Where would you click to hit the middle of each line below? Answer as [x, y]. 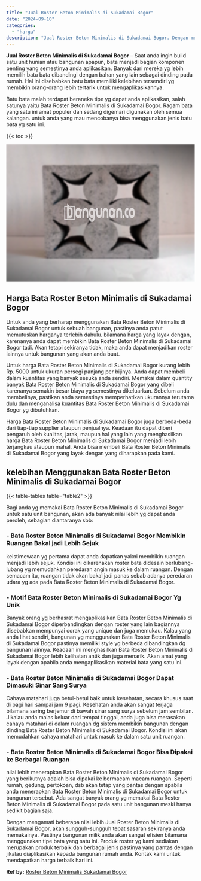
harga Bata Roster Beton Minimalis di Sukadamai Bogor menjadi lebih [91, 440]
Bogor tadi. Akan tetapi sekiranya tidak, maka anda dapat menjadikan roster [100, 348]
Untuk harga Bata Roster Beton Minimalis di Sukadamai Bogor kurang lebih [98, 366]
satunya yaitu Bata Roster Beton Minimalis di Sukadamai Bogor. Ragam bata [99, 105]
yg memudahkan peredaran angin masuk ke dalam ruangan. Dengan [109, 569]
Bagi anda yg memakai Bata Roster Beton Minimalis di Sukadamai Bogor [95, 508]
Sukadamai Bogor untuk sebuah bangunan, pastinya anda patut [85, 329]
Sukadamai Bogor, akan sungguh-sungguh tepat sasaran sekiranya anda [96, 828]
